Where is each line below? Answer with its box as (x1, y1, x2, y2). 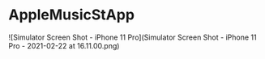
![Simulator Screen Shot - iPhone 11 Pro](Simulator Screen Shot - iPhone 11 (8, 32, 257, 42)
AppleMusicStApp (8, 6, 135, 24)
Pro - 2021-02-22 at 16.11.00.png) (8, 40, 120, 50)
